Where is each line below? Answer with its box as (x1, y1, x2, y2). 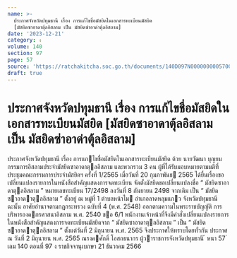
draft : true (7, 69, 42, 76)
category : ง (7, 37, 42, 44)
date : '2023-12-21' (7, 30, 65, 37)
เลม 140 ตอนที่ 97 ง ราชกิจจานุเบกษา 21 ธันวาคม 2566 (7, 242, 142, 251)
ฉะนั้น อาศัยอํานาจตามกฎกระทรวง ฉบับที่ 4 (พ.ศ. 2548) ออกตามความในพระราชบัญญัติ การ (7, 202, 222, 211)
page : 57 (7, 57, 33, 64)
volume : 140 (7, 43, 42, 50)
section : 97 (7, 50, 42, 57)
